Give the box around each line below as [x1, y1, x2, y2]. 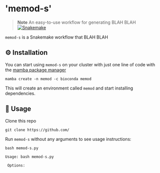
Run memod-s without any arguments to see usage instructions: [5, 136, 132, 142]
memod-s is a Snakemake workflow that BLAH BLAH [5, 34, 109, 40]
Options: [7, 163, 26, 168]
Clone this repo [5, 118, 37, 124]
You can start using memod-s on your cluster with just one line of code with [5, 61, 156, 67]
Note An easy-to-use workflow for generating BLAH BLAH [17, 19, 136, 25]
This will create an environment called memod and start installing [5, 85, 133, 91]
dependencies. [5, 90, 36, 96]
